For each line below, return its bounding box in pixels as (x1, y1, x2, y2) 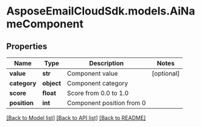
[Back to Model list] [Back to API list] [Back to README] (6, 114, 146, 122)
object (42, 79, 62, 87)
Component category (66, 79, 129, 87)
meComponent (6, 17, 84, 31)
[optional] (152, 70, 180, 77)
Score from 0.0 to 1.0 (66, 89, 129, 97)
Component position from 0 (66, 99, 146, 107)
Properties (6, 41, 48, 51)
